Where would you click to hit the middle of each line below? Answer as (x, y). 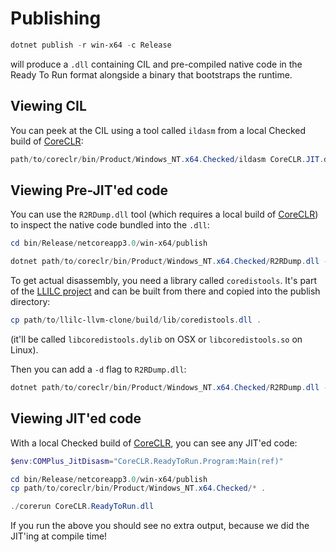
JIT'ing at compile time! (59, 536)
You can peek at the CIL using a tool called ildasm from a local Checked (158, 130)
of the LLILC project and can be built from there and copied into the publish (165, 291)
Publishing (56, 18)
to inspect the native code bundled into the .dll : (110, 225)
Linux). (24, 349)
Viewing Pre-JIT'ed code (89, 190)
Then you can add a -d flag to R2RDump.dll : (98, 369)
